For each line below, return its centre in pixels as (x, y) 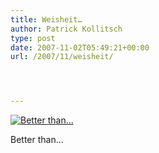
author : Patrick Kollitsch (66, 29)
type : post (33, 38)
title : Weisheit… (46, 19)
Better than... (37, 140)
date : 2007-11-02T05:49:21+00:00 (80, 47)
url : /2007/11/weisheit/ (62, 57)
